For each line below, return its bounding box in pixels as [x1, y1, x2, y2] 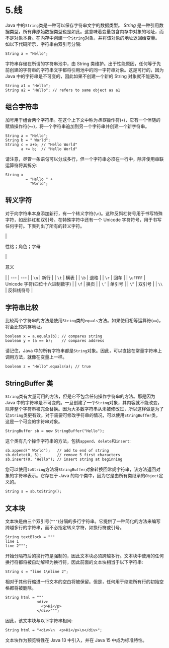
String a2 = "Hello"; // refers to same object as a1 [5, 88, 121, 93]
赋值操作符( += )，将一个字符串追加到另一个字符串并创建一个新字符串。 [5, 123, 150, 129]
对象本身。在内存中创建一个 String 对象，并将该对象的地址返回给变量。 [14, 35, 160, 41]
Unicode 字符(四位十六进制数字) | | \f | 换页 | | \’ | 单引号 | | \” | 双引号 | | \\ [5, 280, 163, 287]
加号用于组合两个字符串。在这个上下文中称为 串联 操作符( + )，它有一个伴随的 [5, 117, 161, 123]
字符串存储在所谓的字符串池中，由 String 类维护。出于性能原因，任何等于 [5, 60, 157, 66]
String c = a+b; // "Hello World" [5, 142, 78, 147]
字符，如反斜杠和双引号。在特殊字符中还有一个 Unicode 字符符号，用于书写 [5, 217, 162, 223]
